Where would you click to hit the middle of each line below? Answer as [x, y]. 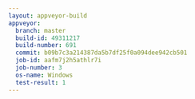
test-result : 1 [41, 82]
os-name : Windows [44, 75]
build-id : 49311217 [48, 38]
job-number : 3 [39, 68]
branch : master [41, 30]
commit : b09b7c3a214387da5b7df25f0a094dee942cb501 [101, 53]
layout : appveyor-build [48, 16]
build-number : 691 [46, 46]
